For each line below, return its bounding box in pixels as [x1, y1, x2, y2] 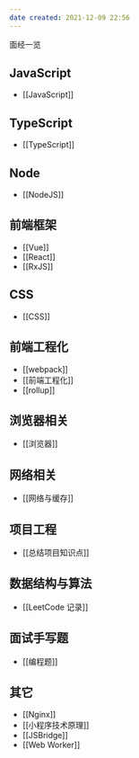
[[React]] [22, 251, 56, 262]
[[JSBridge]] [22, 730, 69, 741]
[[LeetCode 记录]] [22, 602, 89, 612]
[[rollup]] [22, 384, 56, 396]
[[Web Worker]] [22, 739, 81, 751]
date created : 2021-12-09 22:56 [9, 13, 130, 22]
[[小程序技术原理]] [22, 720, 90, 731]
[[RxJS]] [22, 261, 54, 272]
